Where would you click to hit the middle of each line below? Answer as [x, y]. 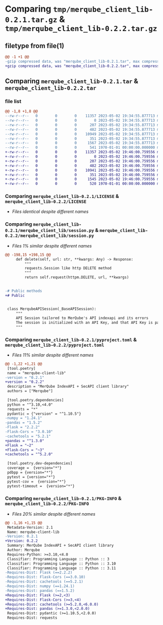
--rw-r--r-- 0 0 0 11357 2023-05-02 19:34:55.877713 [80, 116]
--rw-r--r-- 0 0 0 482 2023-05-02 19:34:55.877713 [80, 129]
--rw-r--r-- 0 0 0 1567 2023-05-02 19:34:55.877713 [80, 143]
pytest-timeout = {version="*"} [41, 486]
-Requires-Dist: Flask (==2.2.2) [39, 572]
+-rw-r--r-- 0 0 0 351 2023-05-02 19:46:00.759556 [80, 175]
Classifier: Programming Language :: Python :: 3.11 [62, 568]
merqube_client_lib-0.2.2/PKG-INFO [47, 504]
